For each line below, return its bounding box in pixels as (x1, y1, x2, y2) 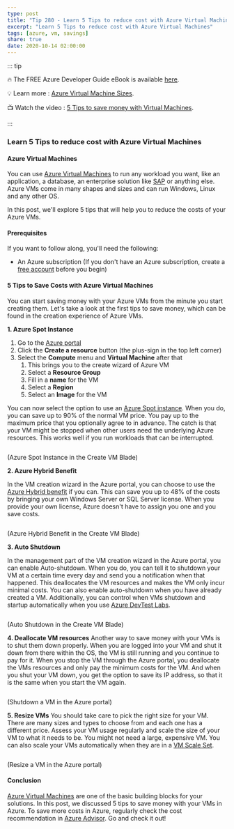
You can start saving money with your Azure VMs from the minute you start (7, 297, 224, 305)
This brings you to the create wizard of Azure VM (27, 360, 169, 369)
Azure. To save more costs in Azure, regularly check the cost (7, 806, 182, 815)
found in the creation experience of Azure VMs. (7, 311, 144, 320)
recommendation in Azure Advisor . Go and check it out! (7, 814, 166, 822)
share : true (7, 36, 42, 43)
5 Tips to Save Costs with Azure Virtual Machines (7, 281, 154, 289)
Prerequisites (7, 228, 47, 237)
